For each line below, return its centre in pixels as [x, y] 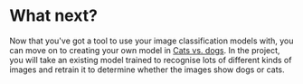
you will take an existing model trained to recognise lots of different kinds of [151, 60]
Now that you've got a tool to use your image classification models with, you [151, 41]
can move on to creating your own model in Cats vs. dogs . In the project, [145, 50]
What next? [53, 16]
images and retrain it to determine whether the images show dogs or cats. [147, 70]
